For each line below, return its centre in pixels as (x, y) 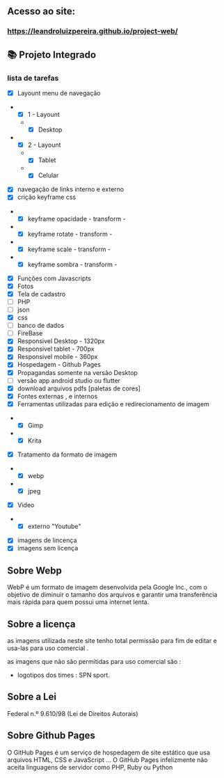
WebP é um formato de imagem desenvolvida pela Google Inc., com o (107, 587)
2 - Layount (44, 145)
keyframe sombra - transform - (72, 264)
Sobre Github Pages (51, 736)
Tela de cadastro (41, 294)
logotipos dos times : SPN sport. (63, 675)
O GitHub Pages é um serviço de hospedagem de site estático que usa (109, 752)
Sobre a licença (41, 624)
